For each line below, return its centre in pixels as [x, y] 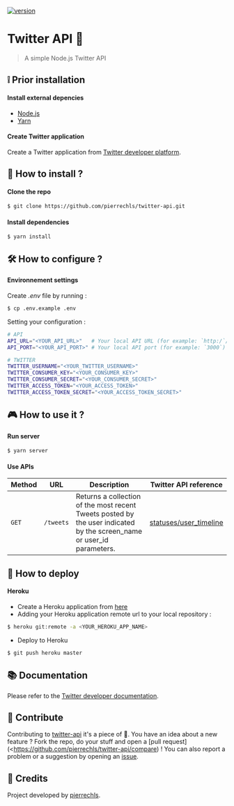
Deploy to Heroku [42, 640]
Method [24, 485]
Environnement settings [43, 280]
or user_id [92, 540]
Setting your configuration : [46, 322]
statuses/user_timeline [186, 523]
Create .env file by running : [47, 295]
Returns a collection [108, 496]
